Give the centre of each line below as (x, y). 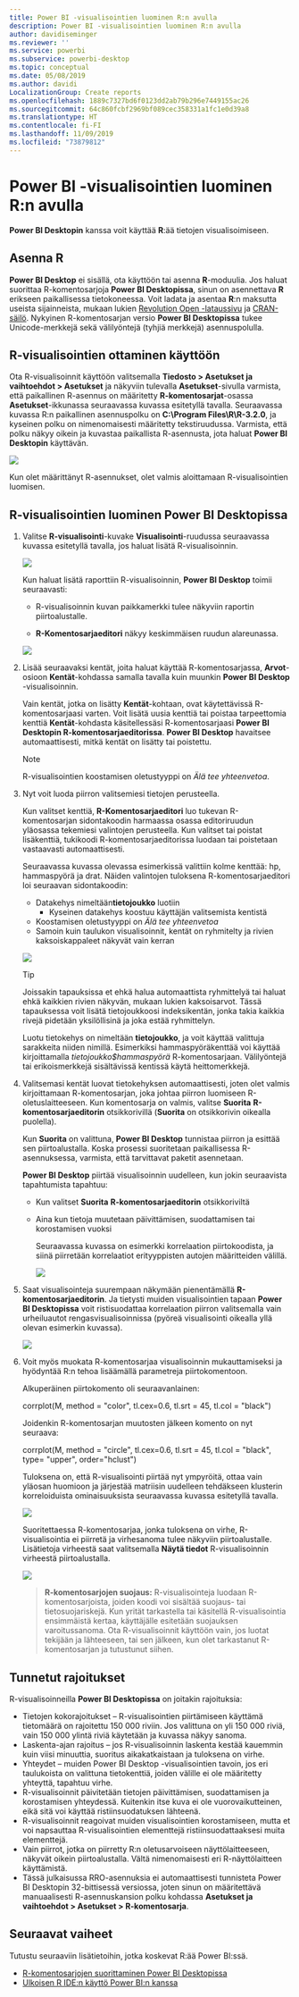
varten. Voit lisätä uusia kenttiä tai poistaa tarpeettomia (186, 713)
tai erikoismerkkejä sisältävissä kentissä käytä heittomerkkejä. (136, 1066)
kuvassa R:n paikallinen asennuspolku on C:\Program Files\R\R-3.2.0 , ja (143, 415)
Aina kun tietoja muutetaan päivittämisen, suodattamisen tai (145, 1220)
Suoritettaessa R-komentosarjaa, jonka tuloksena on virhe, (130, 1530)
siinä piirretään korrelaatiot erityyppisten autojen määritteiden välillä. (161, 1255)
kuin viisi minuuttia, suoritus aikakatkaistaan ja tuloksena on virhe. (143, 1754)
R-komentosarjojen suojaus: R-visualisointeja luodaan (145, 1592)
